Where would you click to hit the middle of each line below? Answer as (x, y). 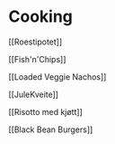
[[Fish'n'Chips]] (37, 59)
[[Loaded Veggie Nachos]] (57, 77)
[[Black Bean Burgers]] (51, 130)
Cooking (41, 17)
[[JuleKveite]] (34, 94)
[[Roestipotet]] (35, 42)
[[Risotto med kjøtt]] (45, 111)
